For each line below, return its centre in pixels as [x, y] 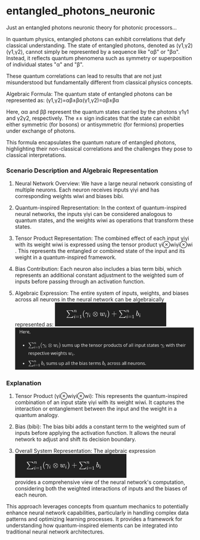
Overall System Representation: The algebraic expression [85, 451]
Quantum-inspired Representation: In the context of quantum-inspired [101, 208]
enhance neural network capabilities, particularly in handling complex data [98, 513]
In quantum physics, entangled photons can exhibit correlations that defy [96, 39]
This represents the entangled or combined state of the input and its [101, 251]
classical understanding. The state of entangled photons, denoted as [90, 45]
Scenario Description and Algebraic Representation [82, 170]
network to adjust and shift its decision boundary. [75, 439]
